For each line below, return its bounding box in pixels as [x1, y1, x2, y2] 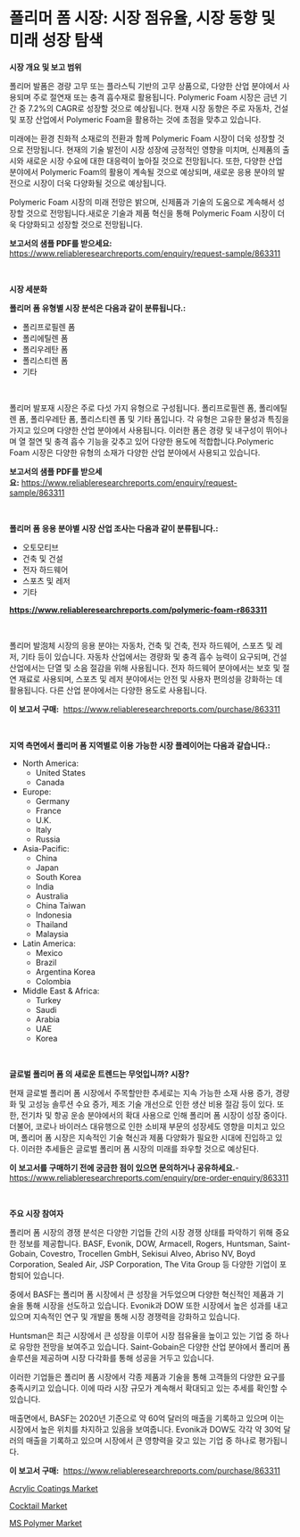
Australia [35, 890, 69, 901]
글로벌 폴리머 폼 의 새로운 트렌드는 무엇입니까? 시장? [9, 1068, 190, 1079]
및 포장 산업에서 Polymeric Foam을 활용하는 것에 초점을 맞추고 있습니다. [9, 113, 262, 125]
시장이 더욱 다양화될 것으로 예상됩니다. [32, 178, 167, 188]
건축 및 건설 [21, 552, 64, 563]
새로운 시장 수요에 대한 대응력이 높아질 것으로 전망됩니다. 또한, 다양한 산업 [25, 155, 283, 166]
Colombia [35, 976, 71, 986]
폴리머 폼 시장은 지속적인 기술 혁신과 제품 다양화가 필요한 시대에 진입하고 [21, 1132, 274, 1142]
